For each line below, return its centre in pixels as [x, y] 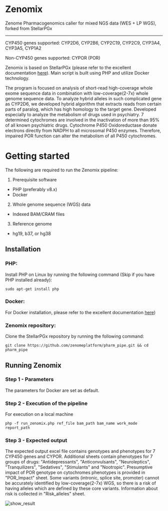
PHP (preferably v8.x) [35, 189]
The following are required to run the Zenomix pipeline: [62, 170]
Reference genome [32, 223]
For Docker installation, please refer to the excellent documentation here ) [80, 312]
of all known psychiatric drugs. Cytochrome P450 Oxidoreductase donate [81, 125]
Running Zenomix [33, 365]
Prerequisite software [34, 179]
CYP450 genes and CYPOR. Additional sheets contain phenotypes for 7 [79, 456]
